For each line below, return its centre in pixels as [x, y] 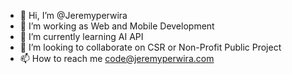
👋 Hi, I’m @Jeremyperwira [73, 15]
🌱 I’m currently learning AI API [81, 36]
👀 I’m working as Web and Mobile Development [117, 26]
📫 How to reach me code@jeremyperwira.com [117, 58]
